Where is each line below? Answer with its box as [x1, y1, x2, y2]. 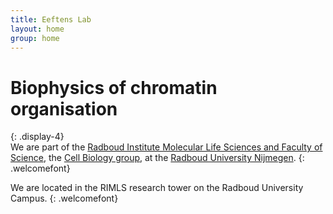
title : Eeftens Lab [10, 14, 92, 25]
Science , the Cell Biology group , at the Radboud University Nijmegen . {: [10, 152, 305, 164]
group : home [10, 33, 60, 43]
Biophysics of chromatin [10, 76, 218, 99]
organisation [10, 97, 118, 120]
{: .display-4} [10, 131, 65, 143]
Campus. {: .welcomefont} [10, 192, 119, 205]
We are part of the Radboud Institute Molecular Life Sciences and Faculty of [10, 141, 323, 153]
